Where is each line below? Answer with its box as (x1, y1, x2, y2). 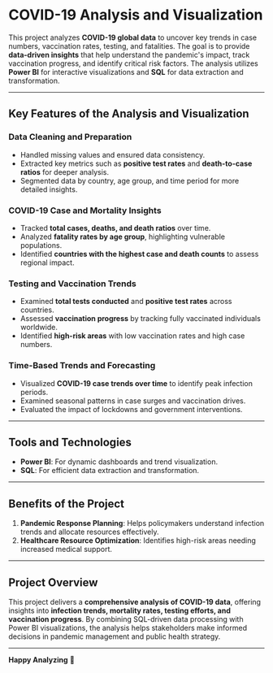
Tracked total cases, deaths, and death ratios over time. (19, 223, 211, 232)
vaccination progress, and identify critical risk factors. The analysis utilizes (8, 59, 258, 68)
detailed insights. (19, 185, 78, 194)
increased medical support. (19, 545, 112, 554)
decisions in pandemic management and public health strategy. (8, 632, 221, 641)
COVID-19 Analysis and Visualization (8, 6, 263, 24)
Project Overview (8, 575, 98, 589)
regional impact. (19, 258, 75, 267)
